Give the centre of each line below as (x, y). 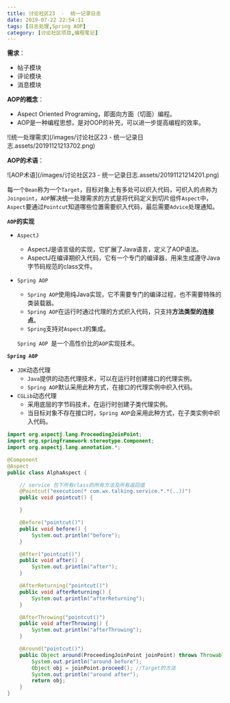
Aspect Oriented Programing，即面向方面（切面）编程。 (96, 114)
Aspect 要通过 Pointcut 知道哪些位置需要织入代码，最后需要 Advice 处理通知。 (113, 207)
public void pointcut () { (56, 498)
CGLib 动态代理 (37, 396)
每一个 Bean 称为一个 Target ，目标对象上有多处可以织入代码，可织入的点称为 (112, 190)
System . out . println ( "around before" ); (87, 661)
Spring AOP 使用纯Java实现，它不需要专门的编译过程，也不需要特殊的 (124, 294)
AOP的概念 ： (26, 100)
